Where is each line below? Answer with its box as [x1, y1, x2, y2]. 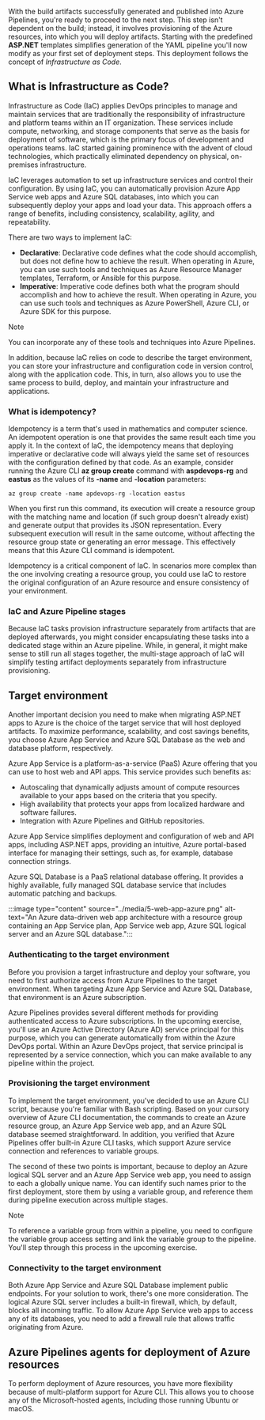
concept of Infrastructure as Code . [8, 57, 123, 66]
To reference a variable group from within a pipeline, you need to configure [8, 1225, 253, 1235]
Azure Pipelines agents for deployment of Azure [8, 1345, 251, 1359]
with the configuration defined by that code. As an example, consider [8, 458, 234, 468]
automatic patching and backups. [8, 889, 117, 899]
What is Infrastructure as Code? [8, 80, 169, 93]
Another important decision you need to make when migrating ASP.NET [8, 710, 241, 719]
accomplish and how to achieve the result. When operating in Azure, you [19, 290, 257, 299]
